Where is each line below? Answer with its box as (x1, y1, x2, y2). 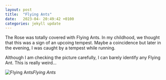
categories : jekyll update (5, 21, 61, 26)
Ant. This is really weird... (5, 60, 57, 66)
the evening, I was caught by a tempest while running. (5, 45, 115, 51)
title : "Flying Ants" (5, 12, 52, 17)
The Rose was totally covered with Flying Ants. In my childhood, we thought (5, 35, 160, 40)
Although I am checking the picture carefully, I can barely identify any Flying (5, 55, 161, 61)
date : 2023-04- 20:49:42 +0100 (5, 16, 74, 21)
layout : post (5, 7, 32, 12)
